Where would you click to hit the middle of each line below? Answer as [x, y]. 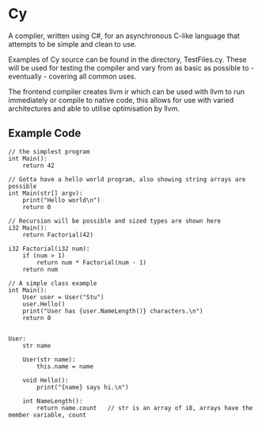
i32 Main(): [28, 228]
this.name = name [65, 366]
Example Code [45, 133]
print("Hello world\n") [62, 200]
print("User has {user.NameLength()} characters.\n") [113, 311]
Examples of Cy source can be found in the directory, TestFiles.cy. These [127, 59]
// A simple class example [53, 283]
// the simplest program [49, 151]
